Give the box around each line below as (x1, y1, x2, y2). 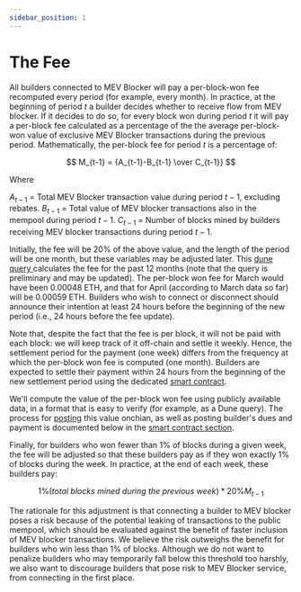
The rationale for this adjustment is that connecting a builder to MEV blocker (9, 505, 292, 516)
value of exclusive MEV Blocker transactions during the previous (26, 130, 266, 140)
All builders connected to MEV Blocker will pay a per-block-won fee (9, 82, 260, 93)
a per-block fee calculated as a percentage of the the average (9, 120, 239, 130)
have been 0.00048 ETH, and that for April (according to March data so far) (9, 282, 289, 292)
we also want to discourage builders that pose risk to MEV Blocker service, (9, 562, 288, 573)
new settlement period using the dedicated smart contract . (9, 375, 227, 387)
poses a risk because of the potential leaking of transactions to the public (9, 515, 281, 525)
